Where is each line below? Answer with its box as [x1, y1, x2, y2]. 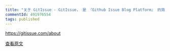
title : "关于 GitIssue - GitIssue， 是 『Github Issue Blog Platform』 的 [5, 7, 161, 12]
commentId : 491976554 [5, 12, 51, 17]
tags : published [5, 16, 40, 21]
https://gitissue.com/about [5, 30, 61, 36]
